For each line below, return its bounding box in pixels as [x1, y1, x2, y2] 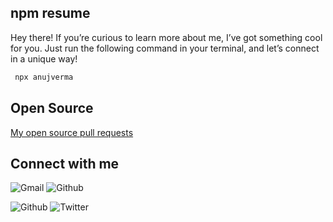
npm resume [10, 5, 91, 22]
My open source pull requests [10, 126, 134, 138]
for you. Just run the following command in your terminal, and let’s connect [10, 42, 320, 54]
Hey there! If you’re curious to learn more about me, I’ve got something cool [10, 31, 323, 43]
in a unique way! [10, 52, 78, 65]
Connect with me [10, 155, 120, 172]
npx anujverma [14, 72, 74, 82]
